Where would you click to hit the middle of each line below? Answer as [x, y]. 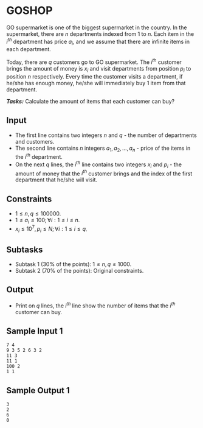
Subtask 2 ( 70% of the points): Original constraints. [79, 271]
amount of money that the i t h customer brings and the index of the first [104, 173]
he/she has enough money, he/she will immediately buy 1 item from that [96, 83]
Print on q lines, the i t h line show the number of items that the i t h [95, 305]
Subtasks [25, 249]
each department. [29, 49]
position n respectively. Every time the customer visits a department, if [95, 76]
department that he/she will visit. [56, 180]
